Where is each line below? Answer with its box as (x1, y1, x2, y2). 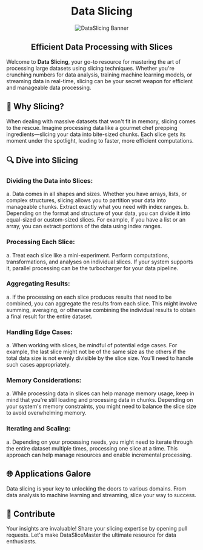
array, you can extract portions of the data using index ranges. (6, 223, 162, 230)
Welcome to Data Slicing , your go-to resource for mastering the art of (6, 58, 181, 65)
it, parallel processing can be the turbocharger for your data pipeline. (6, 264, 179, 271)
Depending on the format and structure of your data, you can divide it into (6, 209, 191, 217)
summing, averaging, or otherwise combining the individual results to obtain (6, 306, 196, 313)
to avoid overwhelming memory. (6, 409, 87, 416)
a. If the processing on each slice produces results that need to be (6, 293, 172, 300)
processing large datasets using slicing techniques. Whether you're (6, 64, 175, 72)
